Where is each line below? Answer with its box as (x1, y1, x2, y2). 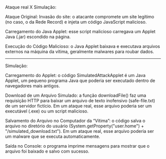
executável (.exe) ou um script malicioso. (5, 108, 89, 114)
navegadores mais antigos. (5, 83, 60, 88)
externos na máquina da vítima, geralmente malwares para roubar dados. (5, 49, 154, 54)
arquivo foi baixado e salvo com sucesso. (5, 148, 90, 154)
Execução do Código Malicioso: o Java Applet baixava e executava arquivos (5, 43, 161, 49)
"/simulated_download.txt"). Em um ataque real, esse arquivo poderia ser (5, 128, 154, 134)
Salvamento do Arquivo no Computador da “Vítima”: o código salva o (5, 118, 146, 123)
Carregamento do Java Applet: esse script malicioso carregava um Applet (5, 29, 156, 34)
